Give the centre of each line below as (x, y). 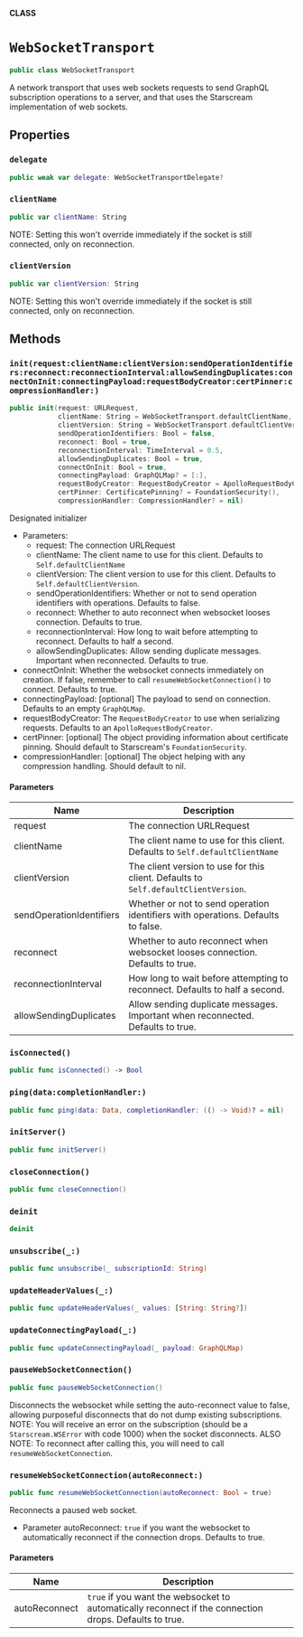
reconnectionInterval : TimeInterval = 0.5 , (140, 450)
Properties (40, 135)
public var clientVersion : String (74, 284)
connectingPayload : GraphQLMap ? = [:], (132, 475)
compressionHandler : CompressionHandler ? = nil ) (151, 501)
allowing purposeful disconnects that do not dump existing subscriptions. (146, 1415)
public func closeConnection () (68, 1189)
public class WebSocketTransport (72, 70)
